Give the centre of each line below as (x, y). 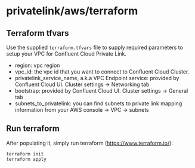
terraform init (25, 154)
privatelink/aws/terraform (72, 11)
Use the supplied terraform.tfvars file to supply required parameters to (95, 47)
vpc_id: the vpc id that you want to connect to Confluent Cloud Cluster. (102, 72)
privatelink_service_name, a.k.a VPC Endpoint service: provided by (97, 78)
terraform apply (26, 159)
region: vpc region (37, 65)
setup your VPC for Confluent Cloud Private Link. (66, 54)
